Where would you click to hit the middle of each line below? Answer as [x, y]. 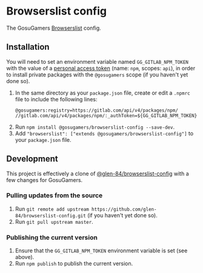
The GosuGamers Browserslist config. [54, 28]
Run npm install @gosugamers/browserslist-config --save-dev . [95, 127]
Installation [28, 47]
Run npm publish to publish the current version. [74, 264]
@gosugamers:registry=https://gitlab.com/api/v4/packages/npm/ [97, 110]
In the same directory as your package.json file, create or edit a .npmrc [102, 93]
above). [25, 257]
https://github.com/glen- [124, 209]
